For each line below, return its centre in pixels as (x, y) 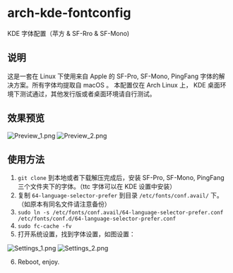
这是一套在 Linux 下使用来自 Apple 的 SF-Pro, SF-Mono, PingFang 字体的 (113, 76)
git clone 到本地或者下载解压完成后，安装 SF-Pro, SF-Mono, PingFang (121, 178)
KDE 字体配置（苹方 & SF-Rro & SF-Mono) (68, 33)
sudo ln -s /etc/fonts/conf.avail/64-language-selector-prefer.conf (120, 213)
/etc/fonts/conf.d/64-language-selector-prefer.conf (97, 219)
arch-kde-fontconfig (69, 13)
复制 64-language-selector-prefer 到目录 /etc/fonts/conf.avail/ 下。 (120, 195)
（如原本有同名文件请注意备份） (64, 204)
